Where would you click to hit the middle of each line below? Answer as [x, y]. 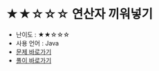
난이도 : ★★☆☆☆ [43, 34]
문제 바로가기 [34, 52]
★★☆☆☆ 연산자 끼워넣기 [79, 14]
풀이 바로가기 [34, 60]
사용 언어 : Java [37, 43]
